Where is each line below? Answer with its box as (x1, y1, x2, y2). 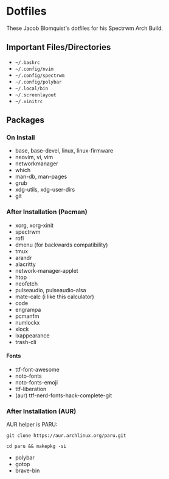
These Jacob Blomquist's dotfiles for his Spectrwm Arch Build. (6, 24, 163, 32)
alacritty (15, 261, 36, 268)
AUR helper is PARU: (6, 421, 58, 428)
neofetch (15, 279, 38, 287)
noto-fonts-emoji (15, 378, 58, 386)
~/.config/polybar (15, 79, 62, 85)
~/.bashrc (15, 59, 41, 65)
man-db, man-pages (15, 173, 67, 181)
